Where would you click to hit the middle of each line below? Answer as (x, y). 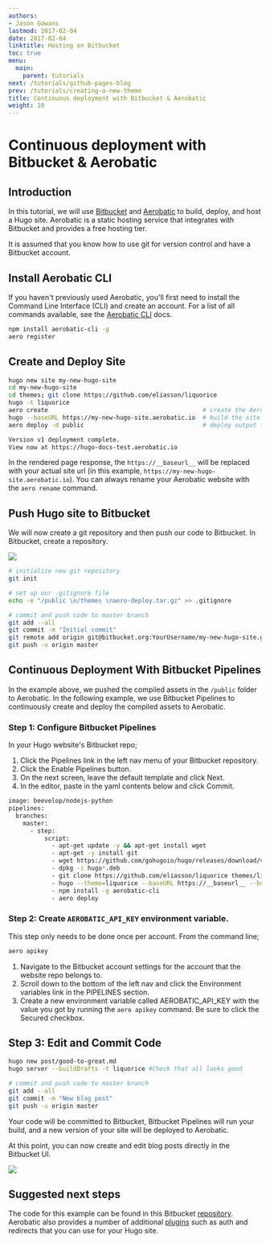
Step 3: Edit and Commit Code (85, 1043)
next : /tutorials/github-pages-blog (70, 83)
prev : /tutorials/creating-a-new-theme (75, 91)
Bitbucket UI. (30, 1154)
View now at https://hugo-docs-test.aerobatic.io (93, 447)
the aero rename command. (53, 488)
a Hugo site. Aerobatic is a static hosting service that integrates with (121, 220)
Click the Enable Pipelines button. (76, 769)
